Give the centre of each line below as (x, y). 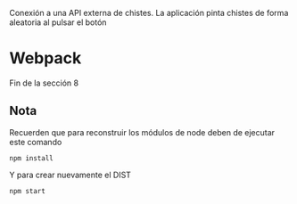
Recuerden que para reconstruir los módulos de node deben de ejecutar (142, 132)
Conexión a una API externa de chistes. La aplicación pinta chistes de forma (149, 13)
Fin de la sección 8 (44, 83)
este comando (36, 142)
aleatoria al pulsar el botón (58, 22)
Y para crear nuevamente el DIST (70, 175)
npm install (31, 158)
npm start (28, 191)
